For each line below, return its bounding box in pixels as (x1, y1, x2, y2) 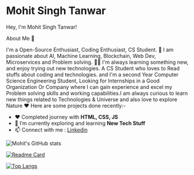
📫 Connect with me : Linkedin (14, 126, 88, 133)
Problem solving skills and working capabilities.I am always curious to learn (6, 90, 188, 97)
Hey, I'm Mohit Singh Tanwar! (6, 23, 77, 30)
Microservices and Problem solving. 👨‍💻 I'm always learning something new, (6, 59, 189, 66)
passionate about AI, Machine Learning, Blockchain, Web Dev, (6, 52, 156, 59)
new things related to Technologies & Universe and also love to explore (6, 95, 178, 103)
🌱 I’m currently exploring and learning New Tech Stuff (14, 119, 145, 126)
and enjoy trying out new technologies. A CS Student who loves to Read (6, 64, 180, 71)
